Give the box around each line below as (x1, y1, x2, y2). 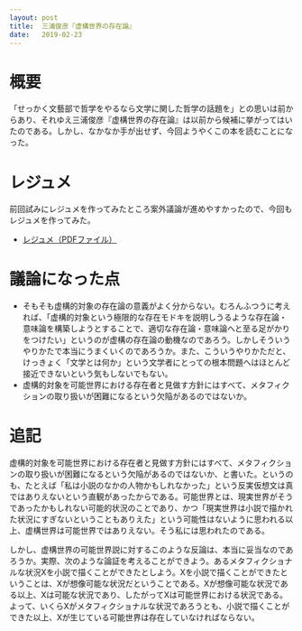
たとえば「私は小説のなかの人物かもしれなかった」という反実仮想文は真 (24, 480, 294, 491)
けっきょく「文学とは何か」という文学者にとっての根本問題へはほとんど (22, 357, 291, 368)
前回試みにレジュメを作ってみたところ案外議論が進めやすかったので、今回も (9, 204, 293, 215)
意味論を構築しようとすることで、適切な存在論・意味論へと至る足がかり (22, 323, 290, 334)
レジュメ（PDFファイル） (22, 234, 117, 245)
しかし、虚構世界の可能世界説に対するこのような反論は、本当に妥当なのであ (9, 544, 294, 555)
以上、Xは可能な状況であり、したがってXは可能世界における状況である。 (16, 589, 288, 600)
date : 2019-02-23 (9, 30, 83, 39)
